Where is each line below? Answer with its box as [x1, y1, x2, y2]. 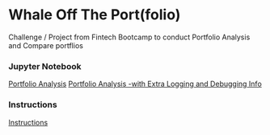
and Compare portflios [8, 40, 83, 50]
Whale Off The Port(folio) [8, 6, 181, 24]
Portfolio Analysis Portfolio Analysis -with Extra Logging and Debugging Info [8, 79, 263, 89]
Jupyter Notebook [8, 60, 82, 72]
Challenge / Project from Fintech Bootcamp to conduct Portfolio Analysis [8, 32, 251, 42]
